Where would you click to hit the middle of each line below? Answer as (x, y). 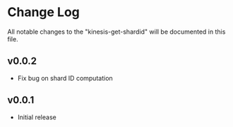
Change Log (43, 12)
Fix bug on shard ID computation (65, 78)
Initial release (37, 117)
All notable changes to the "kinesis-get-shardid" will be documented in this (116, 32)
